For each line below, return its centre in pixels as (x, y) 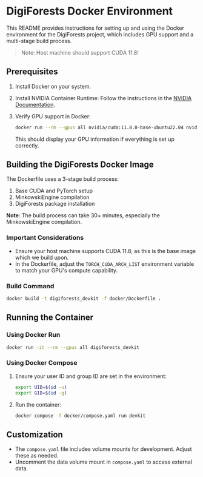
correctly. (27, 145)
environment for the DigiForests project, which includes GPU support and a (100, 34)
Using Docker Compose (42, 363)
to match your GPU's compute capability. (66, 270)
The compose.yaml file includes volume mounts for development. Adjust (103, 449)
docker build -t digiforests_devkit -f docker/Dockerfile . (84, 299)
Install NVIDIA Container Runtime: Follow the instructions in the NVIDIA (103, 98)
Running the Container (50, 318)
